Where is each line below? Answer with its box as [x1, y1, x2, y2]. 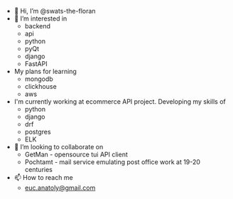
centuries [24, 166, 53, 173]
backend [24, 22, 51, 30]
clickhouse [24, 82, 57, 90]
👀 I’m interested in [13, 14, 67, 23]
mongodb [24, 75, 53, 83]
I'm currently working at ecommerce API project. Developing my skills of [13, 97, 226, 106]
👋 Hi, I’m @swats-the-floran [13, 7, 96, 15]
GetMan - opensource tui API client [24, 150, 128, 158]
